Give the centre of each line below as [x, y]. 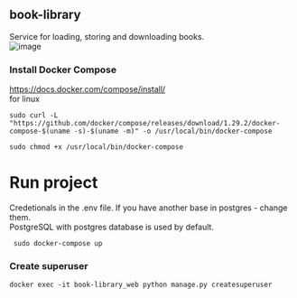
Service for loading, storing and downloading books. [107, 36]
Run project [54, 183]
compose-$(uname [40, 131]
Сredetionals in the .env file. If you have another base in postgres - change [148, 208]
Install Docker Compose [63, 70]
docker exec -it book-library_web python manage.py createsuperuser [141, 285]
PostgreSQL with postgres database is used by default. [112, 227]
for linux [25, 99]
